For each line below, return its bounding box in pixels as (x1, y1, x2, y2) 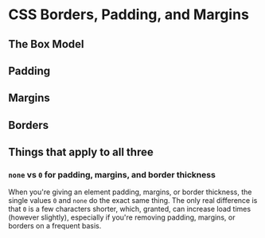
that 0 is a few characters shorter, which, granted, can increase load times (8, 205, 251, 214)
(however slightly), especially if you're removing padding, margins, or (8, 213, 236, 222)
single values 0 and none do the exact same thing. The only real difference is (8, 196, 258, 205)
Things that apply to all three (8, 146, 154, 159)
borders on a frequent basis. (8, 221, 102, 231)
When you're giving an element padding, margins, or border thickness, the (8, 187, 252, 197)
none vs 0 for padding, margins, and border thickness (8, 170, 216, 181)
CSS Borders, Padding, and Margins (8, 6, 249, 24)
